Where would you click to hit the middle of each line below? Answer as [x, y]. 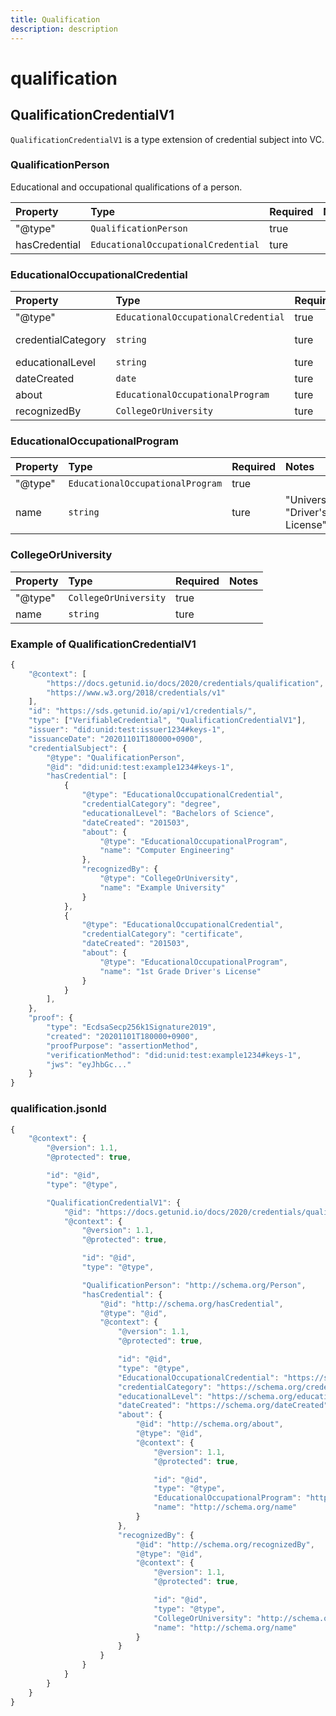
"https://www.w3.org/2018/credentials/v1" [136, 692]
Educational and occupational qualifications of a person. [126, 187]
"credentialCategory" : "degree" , [151, 804]
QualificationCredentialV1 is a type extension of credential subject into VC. [167, 139]
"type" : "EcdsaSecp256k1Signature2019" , [131, 1027]
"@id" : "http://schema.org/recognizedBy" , [225, 1544]
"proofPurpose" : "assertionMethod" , [122, 1046]
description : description [64, 29]
